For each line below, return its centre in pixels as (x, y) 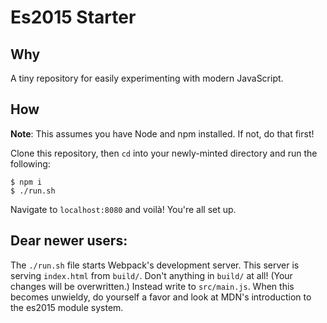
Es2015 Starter (73, 17)
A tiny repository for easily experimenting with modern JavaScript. (147, 78)
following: (30, 163)
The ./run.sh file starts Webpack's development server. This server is (155, 265)
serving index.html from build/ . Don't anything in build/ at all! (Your (151, 275)
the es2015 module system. (67, 307)
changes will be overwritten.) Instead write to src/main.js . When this (152, 286)
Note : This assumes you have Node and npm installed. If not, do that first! (162, 133)
